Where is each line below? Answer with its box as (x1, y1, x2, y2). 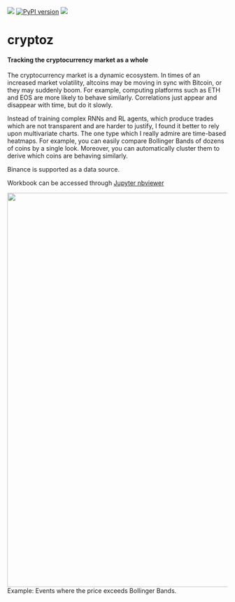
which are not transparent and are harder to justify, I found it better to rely (7, 122, 220, 130)
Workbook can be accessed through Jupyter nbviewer (7, 179, 164, 187)
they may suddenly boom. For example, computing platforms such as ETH (7, 86, 220, 95)
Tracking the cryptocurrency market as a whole (7, 55, 149, 64)
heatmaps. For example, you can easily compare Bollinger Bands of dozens (7, 137, 225, 145)
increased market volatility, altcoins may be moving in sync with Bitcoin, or (7, 78, 222, 87)
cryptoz (7, 32, 54, 48)
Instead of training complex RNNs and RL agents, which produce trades (7, 114, 214, 123)
